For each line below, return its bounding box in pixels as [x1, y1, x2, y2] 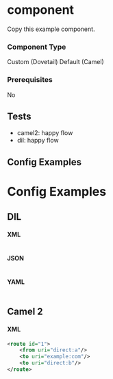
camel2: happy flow [16, 129, 73, 137]
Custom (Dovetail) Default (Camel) [7, 58, 104, 66]
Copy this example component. [7, 25, 95, 33]
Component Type [7, 42, 66, 52]
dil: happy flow [16, 136, 60, 145]
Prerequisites [7, 75, 53, 85]
